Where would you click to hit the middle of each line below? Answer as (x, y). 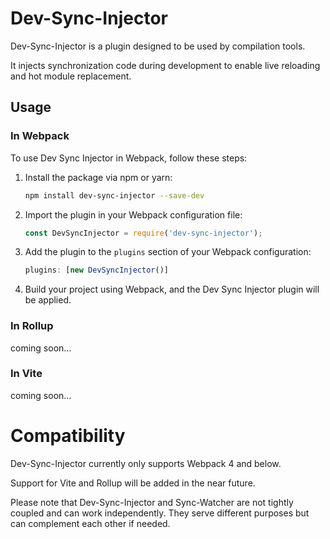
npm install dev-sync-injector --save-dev (114, 195)
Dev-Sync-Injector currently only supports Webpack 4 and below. (146, 463)
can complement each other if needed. (90, 523)
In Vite (26, 374)
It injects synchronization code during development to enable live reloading (165, 65)
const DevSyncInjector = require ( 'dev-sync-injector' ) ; (143, 233)
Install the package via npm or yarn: (98, 177)
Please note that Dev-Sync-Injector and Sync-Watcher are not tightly (152, 502)
